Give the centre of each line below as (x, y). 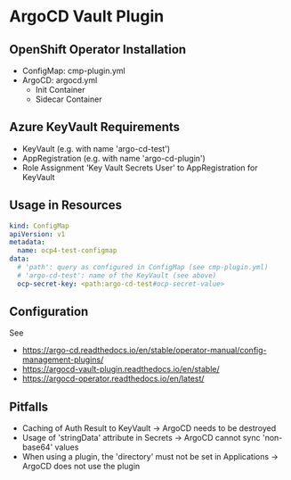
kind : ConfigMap (39, 226)
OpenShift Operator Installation (98, 50)
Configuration (49, 312)
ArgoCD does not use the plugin (81, 467)
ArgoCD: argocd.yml (60, 80)
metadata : (28, 243)
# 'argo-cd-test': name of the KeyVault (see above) (117, 275)
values (67, 447)
